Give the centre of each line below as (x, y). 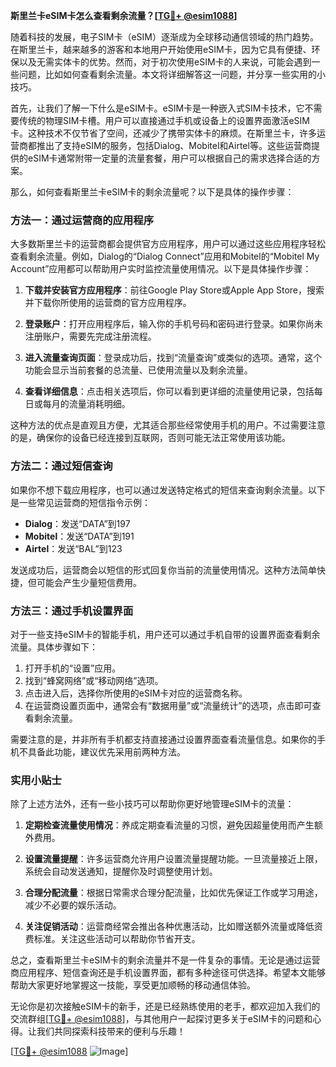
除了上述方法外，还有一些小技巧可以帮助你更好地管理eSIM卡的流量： (152, 804)
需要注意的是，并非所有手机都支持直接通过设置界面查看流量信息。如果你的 (163, 739)
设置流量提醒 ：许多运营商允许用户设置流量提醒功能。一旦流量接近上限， (173, 859)
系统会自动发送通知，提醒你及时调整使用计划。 (121, 871)
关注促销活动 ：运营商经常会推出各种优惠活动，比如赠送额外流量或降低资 (173, 926)
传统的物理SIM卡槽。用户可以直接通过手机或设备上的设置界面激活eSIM (164, 120)
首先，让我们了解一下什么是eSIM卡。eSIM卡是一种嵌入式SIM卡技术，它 (157, 108)
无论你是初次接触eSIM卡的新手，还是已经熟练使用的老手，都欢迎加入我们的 (165, 1006)
